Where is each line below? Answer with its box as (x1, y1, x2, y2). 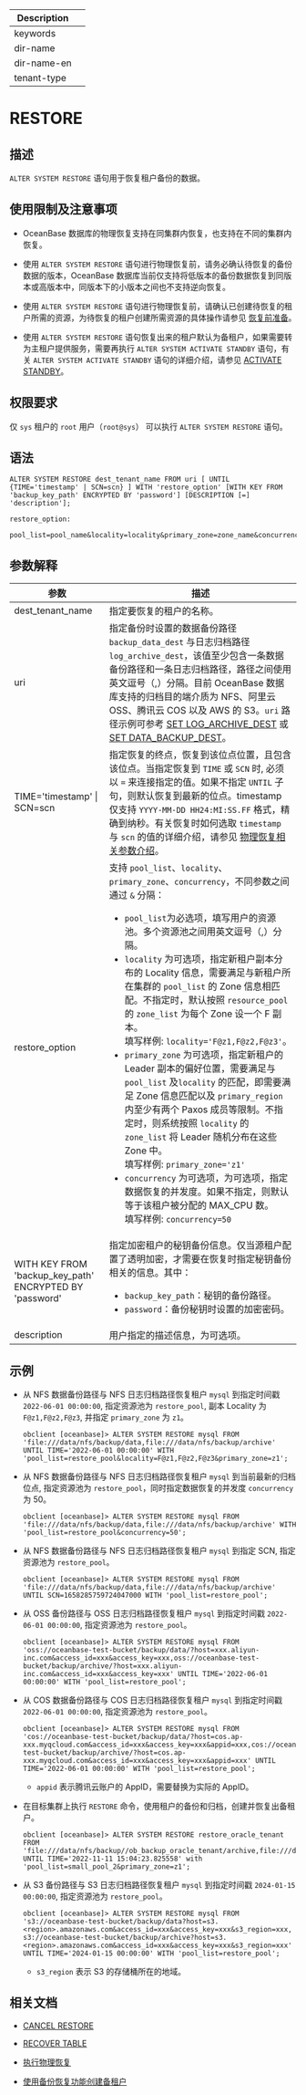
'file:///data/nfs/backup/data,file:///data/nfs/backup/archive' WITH (22, 1520, 297, 1529)
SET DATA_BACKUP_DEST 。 (108, 732, 232, 745)
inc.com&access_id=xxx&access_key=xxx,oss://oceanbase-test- (22, 1653, 260, 1663)
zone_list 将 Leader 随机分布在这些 (124, 1131, 278, 1143)
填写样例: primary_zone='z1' (124, 1158, 246, 1171)
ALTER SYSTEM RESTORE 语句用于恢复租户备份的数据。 (9, 172, 206, 183)
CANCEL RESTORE (22, 2020, 94, 2031)
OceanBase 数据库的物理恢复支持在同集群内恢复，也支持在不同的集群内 (22, 227, 292, 238)
